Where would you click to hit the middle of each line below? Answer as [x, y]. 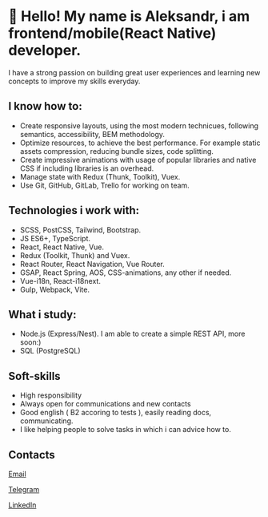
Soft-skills [35, 376]
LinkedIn [22, 505]
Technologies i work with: [74, 210]
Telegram [24, 489]
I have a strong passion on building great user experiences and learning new [134, 72]
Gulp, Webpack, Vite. [55, 289]
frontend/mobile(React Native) [112, 33]
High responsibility [51, 395]
